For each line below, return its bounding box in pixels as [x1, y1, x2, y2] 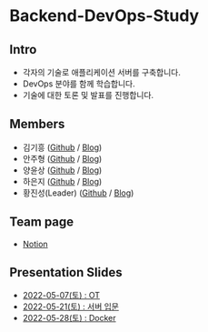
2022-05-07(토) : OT [22, 290, 101, 301]
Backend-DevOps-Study [9, 5, 200, 26]
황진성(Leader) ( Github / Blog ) [22, 187, 134, 198]
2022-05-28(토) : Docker [22, 313, 116, 324]
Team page [9, 215, 74, 230]
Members [9, 116, 65, 132]
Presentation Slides [9, 265, 123, 280]
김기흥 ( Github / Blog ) [22, 142, 103, 153]
